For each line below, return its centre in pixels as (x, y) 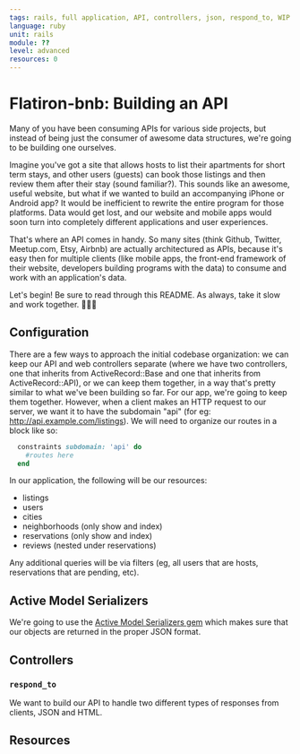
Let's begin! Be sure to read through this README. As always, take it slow (145, 295)
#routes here (50, 455)
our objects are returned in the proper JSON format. (105, 632)
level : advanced (39, 51)
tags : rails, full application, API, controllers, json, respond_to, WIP (150, 17)
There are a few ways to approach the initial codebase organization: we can (149, 354)
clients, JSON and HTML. (56, 712)
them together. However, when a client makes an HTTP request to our (138, 402)
